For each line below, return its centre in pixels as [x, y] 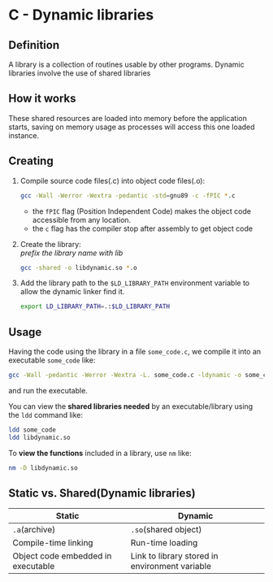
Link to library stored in [174, 556]
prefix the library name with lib [71, 253]
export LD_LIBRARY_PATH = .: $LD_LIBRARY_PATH [95, 306]
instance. [24, 135]
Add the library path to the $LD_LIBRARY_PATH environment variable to [135, 283]
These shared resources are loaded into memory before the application [128, 118]
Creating [31, 161]
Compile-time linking [53, 543]
